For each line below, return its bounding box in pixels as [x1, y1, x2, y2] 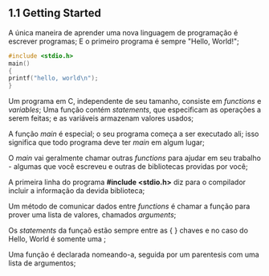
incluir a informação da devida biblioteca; [8, 186, 145, 196]
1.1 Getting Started [8, 6, 102, 20]
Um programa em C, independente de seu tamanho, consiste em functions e [8, 97, 262, 106]
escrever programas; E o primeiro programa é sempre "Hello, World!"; [8, 36, 239, 46]
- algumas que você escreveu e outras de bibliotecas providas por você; [8, 162, 248, 171]
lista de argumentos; [8, 258, 76, 268]
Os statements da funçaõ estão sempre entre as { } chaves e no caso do [8, 225, 249, 236]
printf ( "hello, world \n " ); [8, 74, 99, 83]
